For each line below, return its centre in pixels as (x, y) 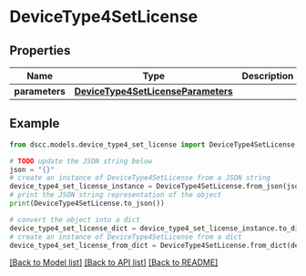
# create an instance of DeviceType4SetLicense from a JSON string (140, 178)
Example (35, 123)
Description (268, 76)
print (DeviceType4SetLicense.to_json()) (87, 204)
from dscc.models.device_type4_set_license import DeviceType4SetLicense (153, 144)
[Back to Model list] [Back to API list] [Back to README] (114, 262)
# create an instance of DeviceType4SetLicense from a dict (126, 237)
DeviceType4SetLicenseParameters (154, 91)
